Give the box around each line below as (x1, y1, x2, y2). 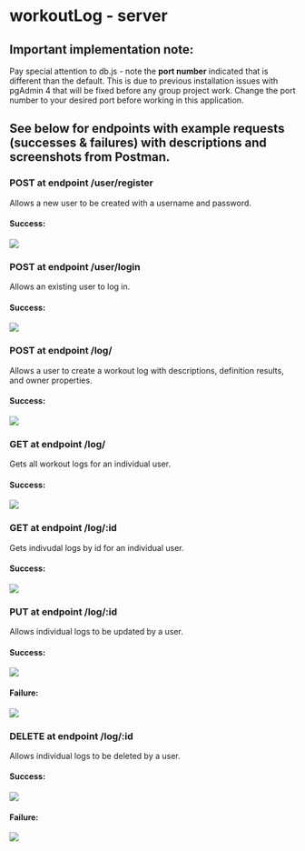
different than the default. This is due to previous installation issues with (9, 75, 279, 86)
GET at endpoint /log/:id (9, 522, 118, 535)
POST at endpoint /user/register (9, 176, 154, 189)
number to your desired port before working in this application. (9, 95, 244, 105)
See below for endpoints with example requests (9, 121, 285, 136)
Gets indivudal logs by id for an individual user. (9, 542, 184, 553)
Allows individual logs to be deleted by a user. (9, 750, 181, 761)
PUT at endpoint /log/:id (9, 606, 118, 618)
